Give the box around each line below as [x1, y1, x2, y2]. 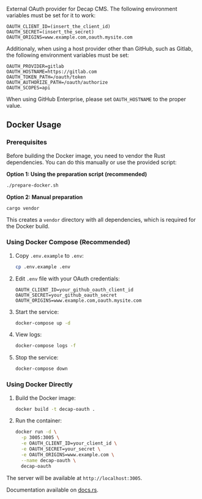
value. [6, 102, 22, 109]
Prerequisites [6, 138, 47, 146]
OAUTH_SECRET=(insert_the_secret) [6, 29, 95, 35]
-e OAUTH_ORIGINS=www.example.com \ [21, 451, 114, 458]
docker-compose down [15, 366, 68, 372]
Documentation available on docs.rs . [6, 486, 99, 493]
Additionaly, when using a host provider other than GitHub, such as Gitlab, [6, 45, 193, 52]
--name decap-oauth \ [21, 457, 77, 463]
